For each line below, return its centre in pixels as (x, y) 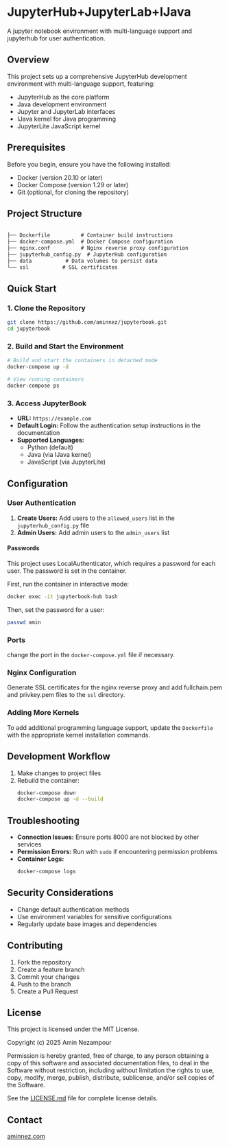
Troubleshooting (44, 820)
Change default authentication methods (73, 909)
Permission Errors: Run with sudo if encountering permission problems (117, 852)
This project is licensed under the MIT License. (73, 1029)
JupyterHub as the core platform (63, 97)
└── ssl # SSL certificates (62, 267)
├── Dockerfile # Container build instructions (90, 235)
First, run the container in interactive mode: (68, 584)
